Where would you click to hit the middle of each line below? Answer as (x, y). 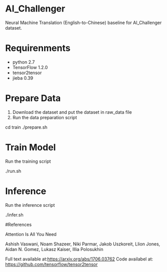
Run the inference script (30, 205)
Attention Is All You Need (31, 234)
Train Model (31, 147)
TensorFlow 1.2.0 (30, 67)
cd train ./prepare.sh (26, 127)
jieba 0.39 (23, 78)
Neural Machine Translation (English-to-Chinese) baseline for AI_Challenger (83, 23)
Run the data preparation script (45, 117)
